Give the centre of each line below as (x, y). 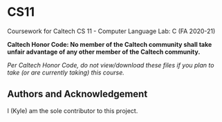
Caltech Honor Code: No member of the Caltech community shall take (110, 44)
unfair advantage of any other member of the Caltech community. (104, 52)
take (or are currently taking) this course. (66, 72)
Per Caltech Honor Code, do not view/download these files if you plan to (111, 65)
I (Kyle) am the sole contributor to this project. (73, 110)
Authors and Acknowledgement (77, 94)
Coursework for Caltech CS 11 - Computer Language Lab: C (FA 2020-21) (111, 31)
